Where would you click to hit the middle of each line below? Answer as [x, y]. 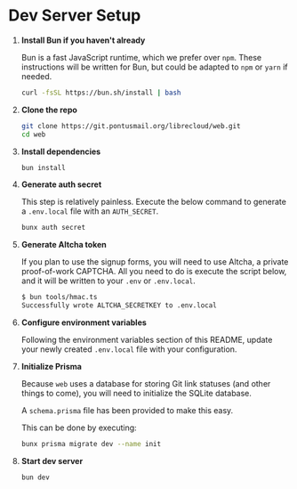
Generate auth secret [61, 184]
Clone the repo [49, 110]
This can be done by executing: [79, 428]
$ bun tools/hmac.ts [59, 297]
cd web [33, 134]
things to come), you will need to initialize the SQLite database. [136, 394]
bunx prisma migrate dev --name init [91, 444]
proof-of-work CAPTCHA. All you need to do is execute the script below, [154, 272]
